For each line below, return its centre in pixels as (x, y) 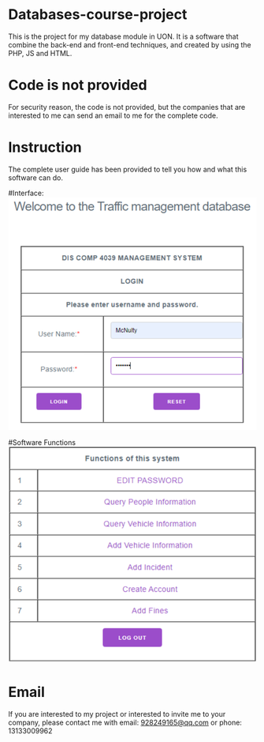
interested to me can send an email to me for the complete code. (113, 115)
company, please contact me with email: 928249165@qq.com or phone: (125, 723)
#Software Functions (42, 442)
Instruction (45, 147)
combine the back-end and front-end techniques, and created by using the (130, 44)
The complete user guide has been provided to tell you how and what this (128, 169)
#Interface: (26, 193)
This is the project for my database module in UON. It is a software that (123, 36)
